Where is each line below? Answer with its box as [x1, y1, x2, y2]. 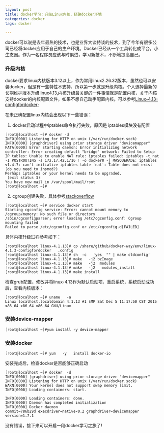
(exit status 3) [7, 175, 41, 180]
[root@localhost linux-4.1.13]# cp [5, 244, 78, 249]
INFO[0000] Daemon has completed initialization [5, 400, 107, 405]
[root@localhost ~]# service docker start [5, 203, 93, 208]
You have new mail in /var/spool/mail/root [5, 180, 96, 184]
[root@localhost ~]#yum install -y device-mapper [5, 327, 109, 332]
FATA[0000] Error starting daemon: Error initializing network [5, 145, 137, 150]
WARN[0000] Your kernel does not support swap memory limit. [5, 383, 133, 388]
